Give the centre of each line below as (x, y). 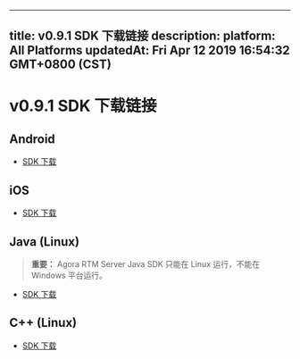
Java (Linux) (45, 242)
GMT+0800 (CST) (60, 65)
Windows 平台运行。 (69, 276)
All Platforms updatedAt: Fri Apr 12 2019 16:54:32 (150, 50)
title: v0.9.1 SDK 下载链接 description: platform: (142, 36)
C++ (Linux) (43, 323)
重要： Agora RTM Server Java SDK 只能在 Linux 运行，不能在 (146, 264)
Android (32, 139)
